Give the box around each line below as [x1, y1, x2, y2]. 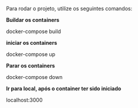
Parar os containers [6, 62, 55, 69]
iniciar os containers [6, 40, 58, 46]
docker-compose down [6, 74, 63, 80]
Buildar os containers [6, 17, 60, 23]
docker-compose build [6, 28, 61, 35]
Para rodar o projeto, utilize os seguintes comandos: [6, 5, 133, 12]
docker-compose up [6, 51, 56, 58]
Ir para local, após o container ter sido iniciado [6, 85, 122, 92]
